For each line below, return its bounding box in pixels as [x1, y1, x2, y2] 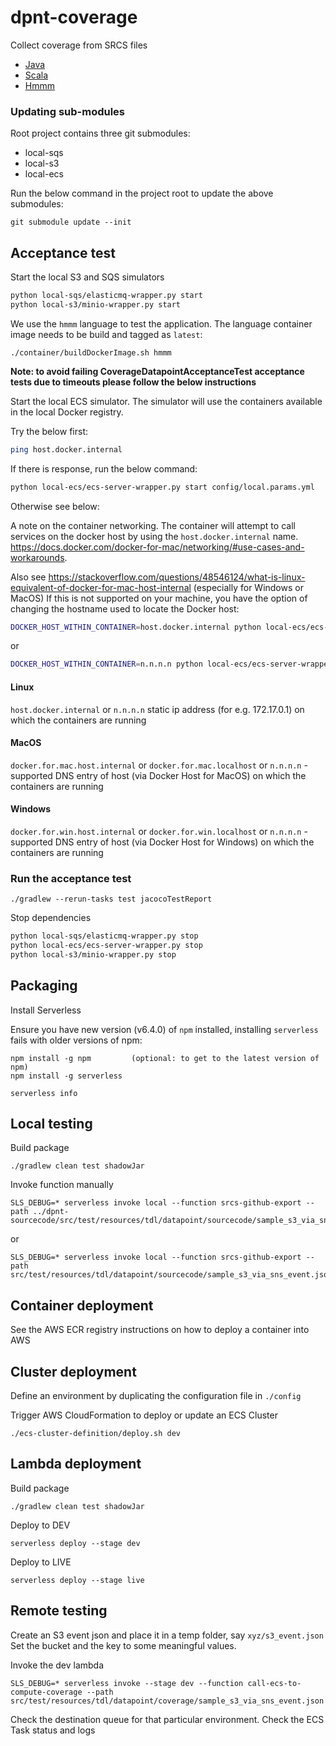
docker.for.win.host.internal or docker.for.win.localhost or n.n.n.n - [10, 825, 308, 837]
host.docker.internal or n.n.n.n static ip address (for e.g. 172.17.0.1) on [10, 703, 305, 715]
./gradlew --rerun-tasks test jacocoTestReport [10, 894, 213, 905]
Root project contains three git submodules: [10, 127, 191, 140]
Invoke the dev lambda [10, 1659, 105, 1671]
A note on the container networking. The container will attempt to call [10, 519, 296, 531]
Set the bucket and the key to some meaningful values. [10, 1639, 237, 1651]
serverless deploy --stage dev [10, 1538, 141, 1548]
